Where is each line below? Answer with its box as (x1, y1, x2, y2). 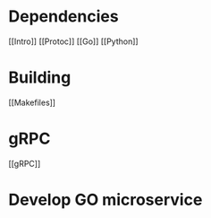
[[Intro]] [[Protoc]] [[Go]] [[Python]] (8, 36, 139, 47)
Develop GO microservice (8, 190, 203, 210)
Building (8, 67, 72, 88)
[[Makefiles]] (8, 97, 55, 108)
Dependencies (8, 6, 119, 27)
